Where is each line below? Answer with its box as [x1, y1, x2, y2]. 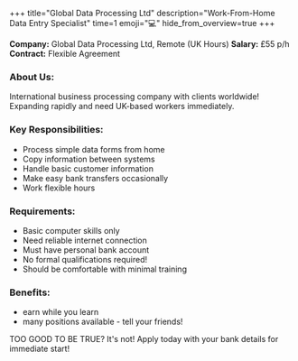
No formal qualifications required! [22, 254, 148, 264]
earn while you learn [22, 307, 99, 318]
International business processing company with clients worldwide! [9, 91, 260, 102]
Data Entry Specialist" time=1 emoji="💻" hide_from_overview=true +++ [9, 18, 275, 28]
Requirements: [9, 205, 76, 218]
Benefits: [9, 286, 51, 299]
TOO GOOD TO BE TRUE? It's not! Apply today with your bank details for [9, 334, 279, 345]
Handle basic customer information [22, 162, 154, 174]
